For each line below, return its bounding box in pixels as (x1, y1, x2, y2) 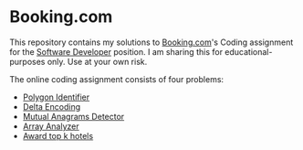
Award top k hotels (22, 130, 94, 141)
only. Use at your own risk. (47, 56, 148, 67)
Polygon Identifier (22, 91, 90, 102)
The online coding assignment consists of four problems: (9, 73, 225, 84)
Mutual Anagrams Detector (22, 111, 125, 122)
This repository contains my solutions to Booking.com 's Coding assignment (9, 37, 294, 48)
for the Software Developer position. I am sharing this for (9, 46, 224, 57)
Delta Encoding (22, 101, 81, 112)
